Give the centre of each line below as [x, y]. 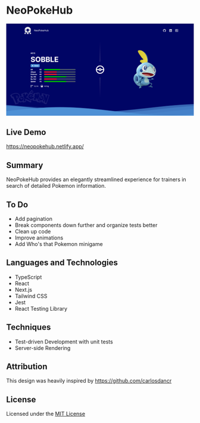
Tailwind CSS [31, 296]
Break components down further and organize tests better [86, 225]
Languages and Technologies [62, 263]
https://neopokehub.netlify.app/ [45, 147]
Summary [25, 165]
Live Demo [26, 132]
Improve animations [39, 238]
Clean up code [33, 231]
